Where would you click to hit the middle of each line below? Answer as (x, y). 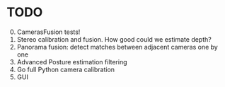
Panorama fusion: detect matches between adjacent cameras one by (117, 47)
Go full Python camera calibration (65, 69)
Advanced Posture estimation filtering (72, 62)
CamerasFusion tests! (48, 32)
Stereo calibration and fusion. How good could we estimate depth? (114, 39)
